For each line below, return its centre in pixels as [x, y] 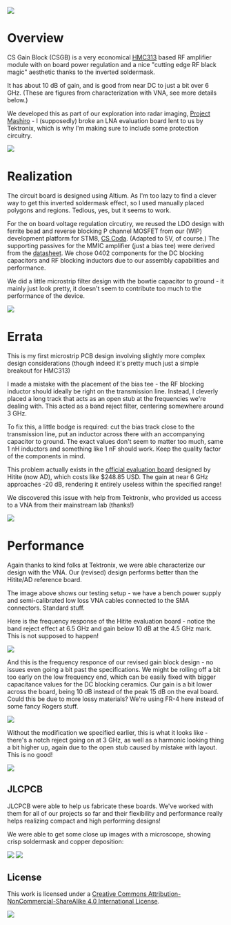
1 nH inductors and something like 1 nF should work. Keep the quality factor [114, 449]
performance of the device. [46, 296]
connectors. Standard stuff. [46, 608]
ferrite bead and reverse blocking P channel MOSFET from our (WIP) [104, 231]
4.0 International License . [123, 901]
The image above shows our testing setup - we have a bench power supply [114, 593]
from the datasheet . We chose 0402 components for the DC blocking [106, 253]
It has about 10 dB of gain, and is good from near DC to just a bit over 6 [108, 85]
